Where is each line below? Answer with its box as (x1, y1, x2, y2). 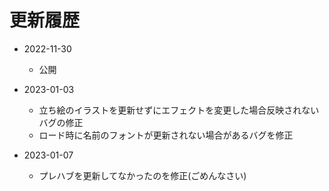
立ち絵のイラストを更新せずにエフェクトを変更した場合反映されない (38, 104, 320, 116)
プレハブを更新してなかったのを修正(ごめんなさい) (38, 169, 247, 181)
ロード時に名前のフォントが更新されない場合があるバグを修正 (38, 129, 294, 141)
